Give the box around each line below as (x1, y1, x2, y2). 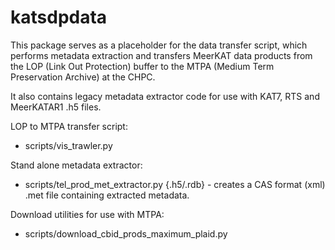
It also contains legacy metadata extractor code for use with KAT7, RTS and (10, 90, 320, 102)
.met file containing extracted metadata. (24, 189, 190, 201)
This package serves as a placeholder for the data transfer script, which (10, 39, 308, 51)
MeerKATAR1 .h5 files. (10, 101, 102, 113)
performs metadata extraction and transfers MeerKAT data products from (10, 49, 313, 61)
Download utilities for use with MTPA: (10, 208, 165, 220)
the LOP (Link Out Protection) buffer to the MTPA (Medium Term (10, 60, 275, 72)
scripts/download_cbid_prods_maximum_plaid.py (24, 227, 228, 240)
